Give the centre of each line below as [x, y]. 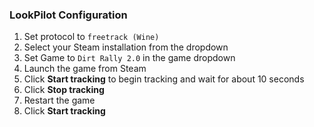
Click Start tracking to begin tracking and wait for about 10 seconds [164, 79]
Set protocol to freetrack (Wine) [91, 37]
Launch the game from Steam [85, 69]
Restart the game [59, 100]
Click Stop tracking [64, 90]
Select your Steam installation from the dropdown [126, 47]
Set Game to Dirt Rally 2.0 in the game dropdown [129, 58]
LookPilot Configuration [68, 15]
